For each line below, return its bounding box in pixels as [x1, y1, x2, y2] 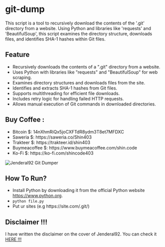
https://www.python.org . [12, 192, 63, 198]
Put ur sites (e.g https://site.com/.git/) [12, 203, 90, 209]
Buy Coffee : [5, 115, 45, 124]
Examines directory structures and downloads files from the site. [12, 79, 146, 85]
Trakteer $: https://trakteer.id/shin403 [12, 139, 91, 145]
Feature [5, 50, 30, 59]
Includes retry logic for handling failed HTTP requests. [12, 95, 124, 101]
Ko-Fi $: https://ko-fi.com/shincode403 [12, 150, 94, 156]
